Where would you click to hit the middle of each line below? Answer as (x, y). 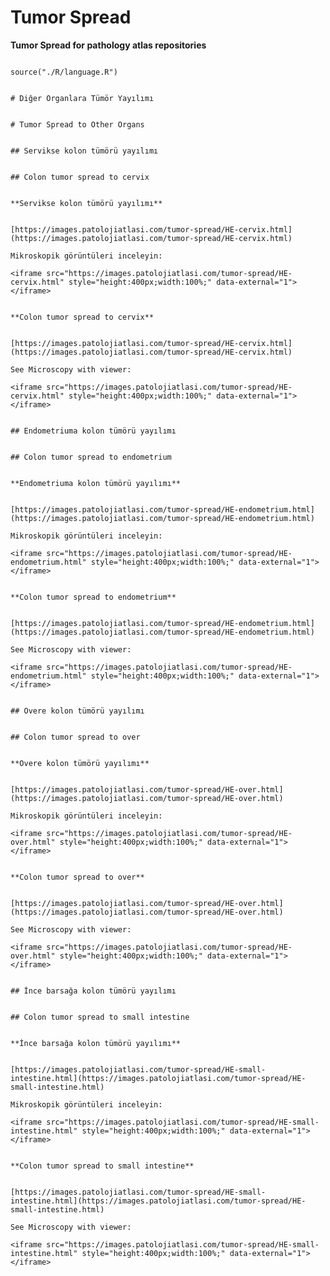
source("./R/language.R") (64, 72)
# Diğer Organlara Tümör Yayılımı (82, 98)
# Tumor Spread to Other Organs (77, 124)
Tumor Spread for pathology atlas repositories (108, 45)
